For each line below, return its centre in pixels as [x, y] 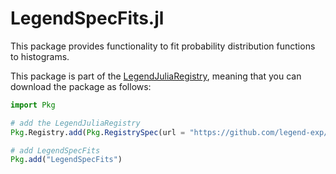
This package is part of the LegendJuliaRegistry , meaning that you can [156, 76]
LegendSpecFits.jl [87, 18]
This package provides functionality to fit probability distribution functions [163, 46]
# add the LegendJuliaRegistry [75, 123]
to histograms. [40, 56]
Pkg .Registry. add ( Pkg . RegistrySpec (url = [98, 132]
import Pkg [33, 105]
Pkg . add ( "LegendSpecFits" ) [66, 160]
